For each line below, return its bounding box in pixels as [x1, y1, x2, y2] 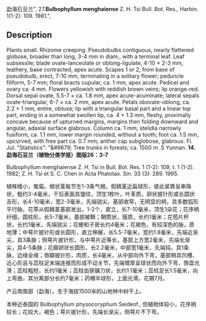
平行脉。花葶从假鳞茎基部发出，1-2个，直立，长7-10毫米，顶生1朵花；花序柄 [6, 205, 199, 213]
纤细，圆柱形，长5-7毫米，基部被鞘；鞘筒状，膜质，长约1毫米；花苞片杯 [6, 213, 189, 221]
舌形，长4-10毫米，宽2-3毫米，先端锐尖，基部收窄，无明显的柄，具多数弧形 [6, 198, 199, 205]
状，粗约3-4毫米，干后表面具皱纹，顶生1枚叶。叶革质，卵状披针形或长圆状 [6, 190, 195, 197]
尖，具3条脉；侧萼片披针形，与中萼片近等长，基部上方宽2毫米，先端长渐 [6, 236, 191, 243]
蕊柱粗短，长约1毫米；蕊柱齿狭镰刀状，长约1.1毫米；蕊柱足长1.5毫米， [17, 266, 193, 274]
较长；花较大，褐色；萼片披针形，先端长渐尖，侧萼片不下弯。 [6, 308, 162, 315]
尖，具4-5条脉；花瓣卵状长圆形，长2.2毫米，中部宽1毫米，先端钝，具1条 [6, 244, 189, 251]
